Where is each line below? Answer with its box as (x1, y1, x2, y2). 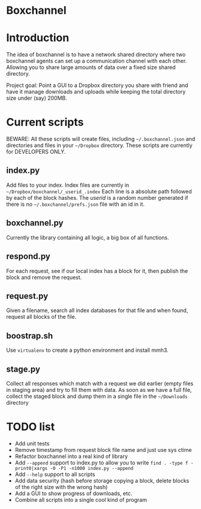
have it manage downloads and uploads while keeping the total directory (6, 88, 186, 95)
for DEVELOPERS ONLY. (6, 148, 66, 155)
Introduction (6, 31, 70, 45)
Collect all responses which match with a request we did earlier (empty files (6, 379, 194, 387)
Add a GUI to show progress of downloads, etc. (14, 490, 133, 497)
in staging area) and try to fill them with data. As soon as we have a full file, (6, 386, 192, 393)
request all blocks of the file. (6, 313, 77, 321)
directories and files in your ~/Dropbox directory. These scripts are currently (6, 142, 193, 149)
